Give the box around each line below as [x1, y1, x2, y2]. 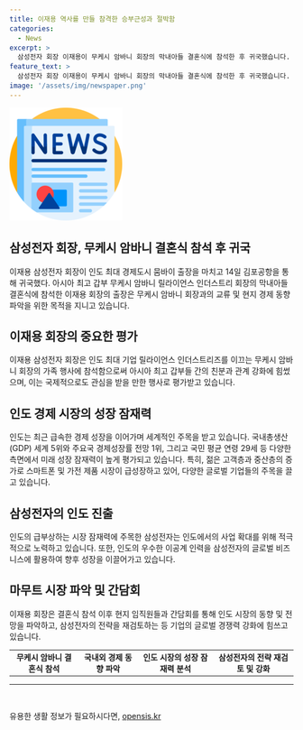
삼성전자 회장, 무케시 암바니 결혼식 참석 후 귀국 [9, 240, 251, 256]
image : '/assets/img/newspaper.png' [9, 81, 147, 90]
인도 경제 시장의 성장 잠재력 [9, 406, 151, 421]
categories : [9, 23, 54, 33]
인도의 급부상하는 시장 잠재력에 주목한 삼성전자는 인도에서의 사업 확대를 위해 [9, 531, 277, 541]
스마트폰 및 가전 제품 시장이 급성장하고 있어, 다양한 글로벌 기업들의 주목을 [25, 466, 284, 476]
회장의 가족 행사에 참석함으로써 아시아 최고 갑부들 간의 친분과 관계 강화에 [18, 365, 274, 376]
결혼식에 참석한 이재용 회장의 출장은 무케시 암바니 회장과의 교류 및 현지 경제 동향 [9, 289, 291, 300]
